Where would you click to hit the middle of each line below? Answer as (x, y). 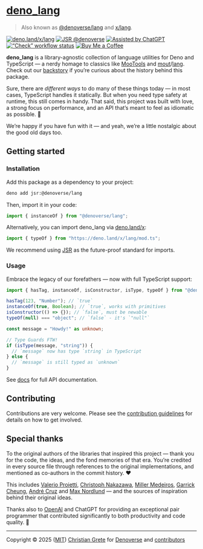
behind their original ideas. (39, 497)
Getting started (36, 151)
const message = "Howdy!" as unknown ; (55, 329)
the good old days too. (34, 132)
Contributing (31, 399)
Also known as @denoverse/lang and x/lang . (77, 27)
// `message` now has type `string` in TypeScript (77, 351)
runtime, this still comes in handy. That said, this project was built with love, (100, 101)
